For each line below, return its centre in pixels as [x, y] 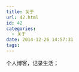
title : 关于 [20, 12]
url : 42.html [22, 17]
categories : [21, 28]
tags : [13, 46]
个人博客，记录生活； [32, 63]
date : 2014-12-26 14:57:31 [40, 40]
